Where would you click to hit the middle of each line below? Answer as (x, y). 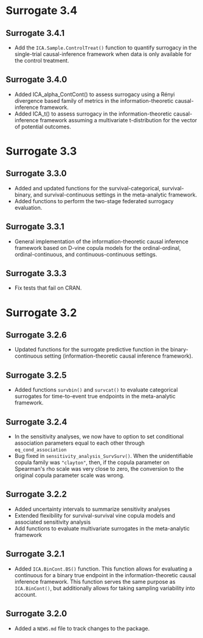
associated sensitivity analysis (53, 522)
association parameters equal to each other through (80, 443)
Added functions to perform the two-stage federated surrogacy (94, 201)
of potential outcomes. (43, 127)
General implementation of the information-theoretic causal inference (101, 241)
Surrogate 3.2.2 (36, 494)
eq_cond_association (40, 450)
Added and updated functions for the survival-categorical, (88, 188)
